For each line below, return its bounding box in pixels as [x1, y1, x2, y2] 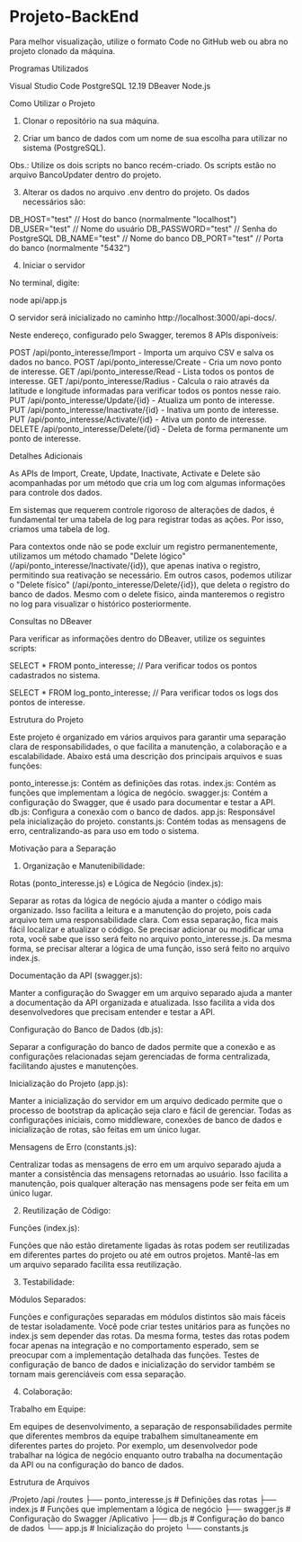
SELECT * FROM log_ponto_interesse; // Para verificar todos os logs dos [9, 686, 279, 698]
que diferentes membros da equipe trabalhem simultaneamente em [9, 1430, 259, 1441]
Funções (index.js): [9, 1222, 81, 1233]
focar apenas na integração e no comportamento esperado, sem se [9, 1340, 260, 1350]
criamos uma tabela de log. [9, 524, 111, 534]
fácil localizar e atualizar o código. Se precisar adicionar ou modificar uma [9, 924, 284, 935]
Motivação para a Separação [9, 843, 117, 854]
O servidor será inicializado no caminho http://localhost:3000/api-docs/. [9, 312, 277, 323]
